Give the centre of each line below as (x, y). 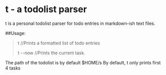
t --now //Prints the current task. (51, 53)
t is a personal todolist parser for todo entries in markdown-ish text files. (80, 23)
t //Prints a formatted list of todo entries (59, 43)
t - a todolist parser (46, 9)
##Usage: (16, 33)
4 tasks (13, 68)
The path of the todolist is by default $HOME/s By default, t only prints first (83, 62)
